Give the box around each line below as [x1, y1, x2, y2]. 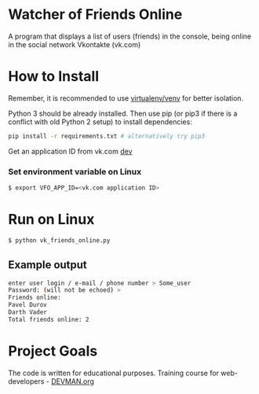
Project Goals [8, 342, 98, 359]
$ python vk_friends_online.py [8, 236, 111, 245]
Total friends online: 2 [8, 315, 89, 323]
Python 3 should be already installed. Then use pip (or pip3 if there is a [8, 109, 238, 118]
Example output [8, 258, 88, 272]
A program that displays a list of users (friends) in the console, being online [8, 31, 252, 41]
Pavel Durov [8, 301, 47, 309]
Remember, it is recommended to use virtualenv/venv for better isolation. [8, 93, 244, 103]
